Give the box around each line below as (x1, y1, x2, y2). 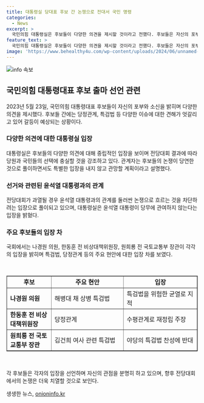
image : (6, 49, 23, 55)
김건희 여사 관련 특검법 (54, 336, 116, 345)
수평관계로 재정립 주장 (126, 315, 186, 324)
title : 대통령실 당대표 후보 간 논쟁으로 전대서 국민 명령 (6, 9, 132, 15)
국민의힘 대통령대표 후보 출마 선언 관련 (6, 86, 141, 96)
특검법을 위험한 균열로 (126, 290, 186, 298)
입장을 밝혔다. (6, 212, 39, 219)
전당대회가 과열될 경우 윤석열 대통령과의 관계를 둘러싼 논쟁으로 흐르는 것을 (6, 196, 182, 204)
